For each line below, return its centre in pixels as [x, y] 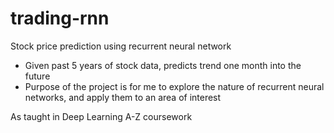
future [37, 76]
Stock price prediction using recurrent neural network [121, 46]
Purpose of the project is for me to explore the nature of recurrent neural [174, 86]
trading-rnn [60, 18]
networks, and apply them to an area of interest [123, 97]
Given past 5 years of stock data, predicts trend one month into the [163, 65]
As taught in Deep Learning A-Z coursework [101, 116]
